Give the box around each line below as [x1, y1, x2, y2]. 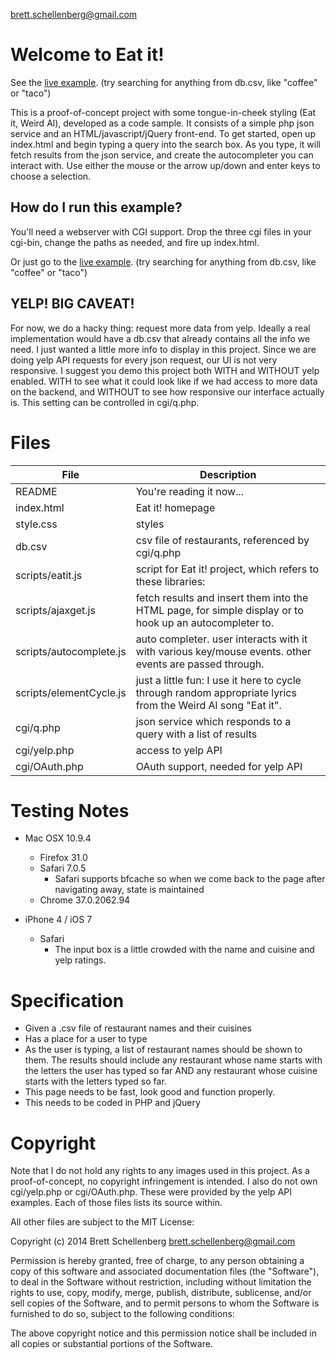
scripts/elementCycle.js [15, 685, 127, 699]
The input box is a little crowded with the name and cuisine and [54, 944, 315, 956]
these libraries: [135, 574, 206, 588]
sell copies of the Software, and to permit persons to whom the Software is [10, 1297, 320, 1309]
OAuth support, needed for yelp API [135, 759, 303, 773]
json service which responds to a [135, 714, 292, 728]
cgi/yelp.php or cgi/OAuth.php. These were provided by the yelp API [10, 1186, 292, 1198]
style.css [15, 517, 58, 531]
